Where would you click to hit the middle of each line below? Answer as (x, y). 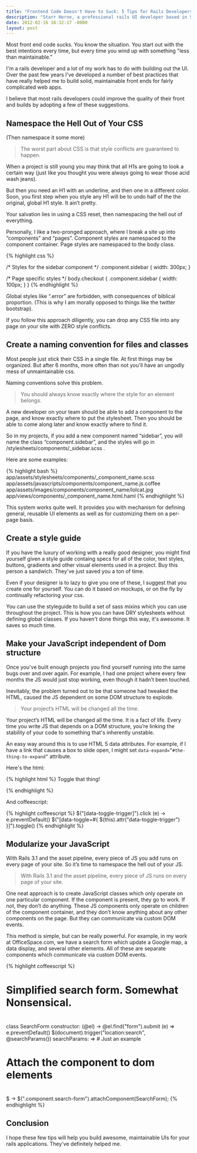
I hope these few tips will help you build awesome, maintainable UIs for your (98, 1137)
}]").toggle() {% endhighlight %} (45, 826)
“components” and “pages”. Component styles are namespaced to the (91, 238)
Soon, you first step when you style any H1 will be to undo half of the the (94, 197)
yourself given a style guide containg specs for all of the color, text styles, (95, 558)
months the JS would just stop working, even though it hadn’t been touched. (98, 679)
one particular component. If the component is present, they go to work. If (96, 900)
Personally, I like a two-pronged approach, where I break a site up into (91, 232)
